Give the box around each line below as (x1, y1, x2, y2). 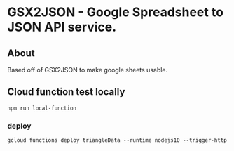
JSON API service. (7, 19, 117, 35)
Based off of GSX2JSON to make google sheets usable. (7, 66, 168, 74)
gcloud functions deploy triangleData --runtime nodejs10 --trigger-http (7, 137, 228, 144)
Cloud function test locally (7, 86, 125, 98)
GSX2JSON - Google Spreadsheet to (7, 4, 224, 20)
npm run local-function (7, 105, 77, 112)
